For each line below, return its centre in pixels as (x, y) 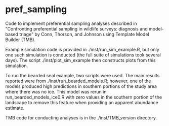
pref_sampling (36, 9)
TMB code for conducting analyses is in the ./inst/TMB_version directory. (81, 117)
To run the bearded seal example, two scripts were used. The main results (82, 75)
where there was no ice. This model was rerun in (56, 91)
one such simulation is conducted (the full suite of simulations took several (83, 55)
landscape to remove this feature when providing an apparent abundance (82, 102)
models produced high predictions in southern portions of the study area (81, 86)
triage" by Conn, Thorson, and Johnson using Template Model (84, 34)
